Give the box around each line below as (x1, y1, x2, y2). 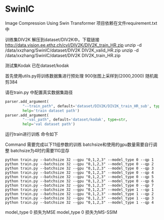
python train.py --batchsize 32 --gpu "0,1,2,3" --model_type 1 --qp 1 (5, 187, 154, 192)
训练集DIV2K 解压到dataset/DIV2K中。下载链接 (5, 37, 100, 42)
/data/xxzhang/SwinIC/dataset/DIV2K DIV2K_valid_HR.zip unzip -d (5, 47, 139, 53)
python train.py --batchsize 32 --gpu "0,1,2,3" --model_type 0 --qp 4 (5, 170, 154, 175)
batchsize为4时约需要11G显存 (10, 148, 70, 154)
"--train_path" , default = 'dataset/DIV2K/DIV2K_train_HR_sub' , (22, 103, 152, 108)
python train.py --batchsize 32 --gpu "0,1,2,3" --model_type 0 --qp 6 (5, 179, 154, 184)
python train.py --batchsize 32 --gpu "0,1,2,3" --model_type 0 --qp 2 (5, 162, 154, 167)
